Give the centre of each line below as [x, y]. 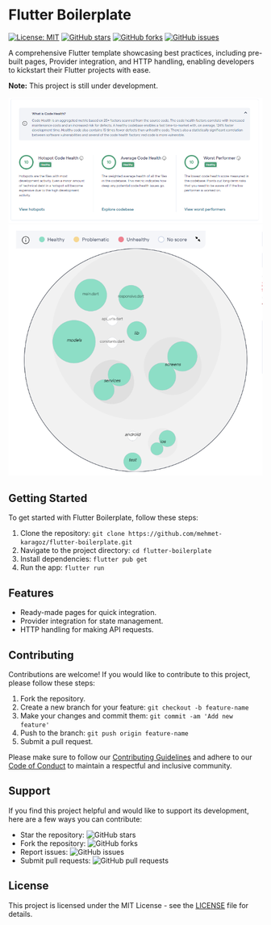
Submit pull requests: [55, 860]
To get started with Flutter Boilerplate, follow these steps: [104, 517]
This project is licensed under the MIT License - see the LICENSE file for [128, 905]
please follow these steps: [52, 683]
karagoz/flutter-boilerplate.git [76, 542]
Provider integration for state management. [92, 621]
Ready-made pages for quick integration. [88, 613]
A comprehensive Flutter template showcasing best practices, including [127, 52]
